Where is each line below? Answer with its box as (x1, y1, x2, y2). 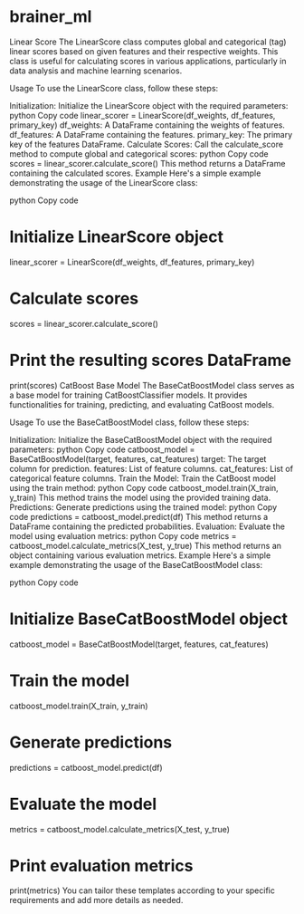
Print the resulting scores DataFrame (9, 351, 292, 370)
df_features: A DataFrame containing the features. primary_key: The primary (9, 129, 293, 140)
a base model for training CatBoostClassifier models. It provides (9, 390, 248, 400)
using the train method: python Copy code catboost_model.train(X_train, (9, 482, 279, 493)
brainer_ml (9, 6, 92, 27)
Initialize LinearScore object (9, 226, 224, 247)
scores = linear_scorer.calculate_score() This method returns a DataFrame (9, 158, 286, 168)
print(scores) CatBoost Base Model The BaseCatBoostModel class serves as (9, 380, 295, 390)
